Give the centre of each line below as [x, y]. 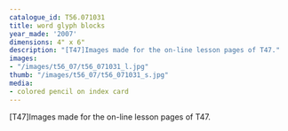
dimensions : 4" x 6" [48, 42]
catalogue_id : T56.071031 [57, 17]
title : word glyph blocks [57, 26]
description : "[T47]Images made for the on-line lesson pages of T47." [144, 50]
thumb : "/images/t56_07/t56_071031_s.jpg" [89, 75]
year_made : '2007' [43, 34]
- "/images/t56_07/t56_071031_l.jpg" [79, 67]
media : [21, 83]
